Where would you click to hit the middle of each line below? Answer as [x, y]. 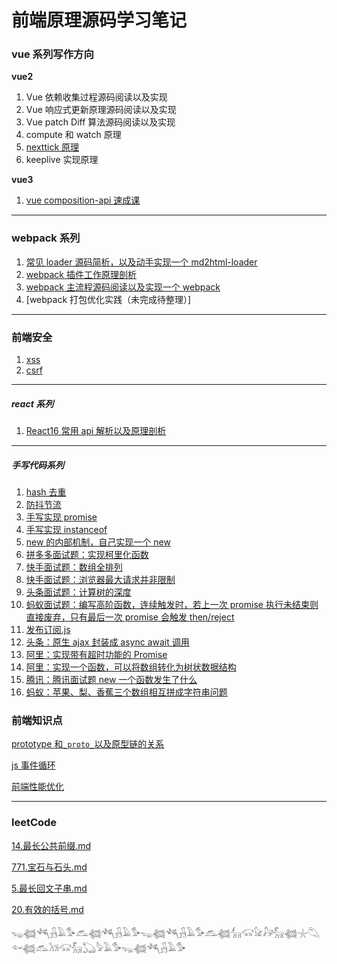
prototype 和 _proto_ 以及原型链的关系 [88, 744]
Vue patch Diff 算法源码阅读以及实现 [100, 122]
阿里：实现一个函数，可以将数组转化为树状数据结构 [131, 667]
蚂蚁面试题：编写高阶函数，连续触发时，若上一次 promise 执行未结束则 [172, 605]
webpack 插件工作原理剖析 [81, 274]
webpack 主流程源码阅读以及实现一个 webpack [123, 287]
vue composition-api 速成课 [83, 200]
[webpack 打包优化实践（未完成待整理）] [108, 299]
